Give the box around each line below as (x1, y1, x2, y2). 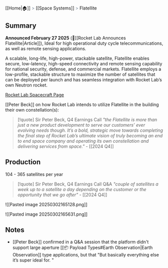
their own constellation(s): (5, 107, 59, 113)
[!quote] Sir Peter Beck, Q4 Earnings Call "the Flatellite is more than (17, 116, 157, 123)
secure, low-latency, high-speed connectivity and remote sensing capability (5, 60, 162, 66)
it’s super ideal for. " (12, 257, 54, 263)
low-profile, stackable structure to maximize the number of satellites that (5, 71, 155, 77)
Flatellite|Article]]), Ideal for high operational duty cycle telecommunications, (5, 40, 163, 46)
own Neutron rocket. (5, 82, 48, 88)
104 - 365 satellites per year (5, 171, 64, 177)
